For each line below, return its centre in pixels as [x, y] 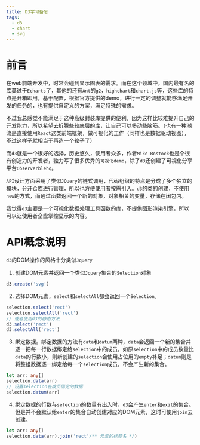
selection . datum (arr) [33, 392]
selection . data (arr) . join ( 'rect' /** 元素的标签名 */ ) [72, 436]
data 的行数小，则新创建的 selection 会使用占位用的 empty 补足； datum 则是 [103, 357]
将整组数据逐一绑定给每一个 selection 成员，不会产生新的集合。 [92, 364]
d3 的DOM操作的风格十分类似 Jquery [49, 260]
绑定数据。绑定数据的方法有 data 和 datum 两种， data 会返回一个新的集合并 [103, 342]
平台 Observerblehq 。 [32, 168]
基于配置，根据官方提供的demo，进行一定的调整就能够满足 [115, 98]
